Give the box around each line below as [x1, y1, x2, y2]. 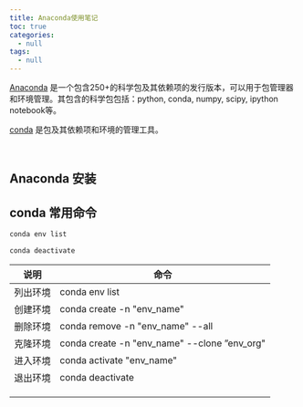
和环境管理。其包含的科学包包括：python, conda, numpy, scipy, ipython [9, 93, 278, 104]
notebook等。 [9, 105, 62, 115]
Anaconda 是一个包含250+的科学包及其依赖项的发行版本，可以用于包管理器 [9, 82, 294, 92]
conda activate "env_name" [59, 353, 178, 366]
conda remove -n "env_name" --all [59, 319, 214, 332]
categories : [9, 30, 55, 39]
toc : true [9, 22, 47, 31]
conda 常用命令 [9, 204, 98, 220]
